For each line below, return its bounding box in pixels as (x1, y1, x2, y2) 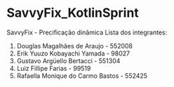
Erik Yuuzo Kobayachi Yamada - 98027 (16, 49, 130, 58)
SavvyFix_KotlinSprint (6, 5, 140, 21)
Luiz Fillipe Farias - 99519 (16, 64, 91, 72)
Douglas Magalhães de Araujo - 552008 (16, 41, 133, 50)
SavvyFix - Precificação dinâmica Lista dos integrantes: (6, 28, 168, 36)
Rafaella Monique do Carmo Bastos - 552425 (16, 72, 148, 80)
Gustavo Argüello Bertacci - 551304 (16, 56, 121, 65)
